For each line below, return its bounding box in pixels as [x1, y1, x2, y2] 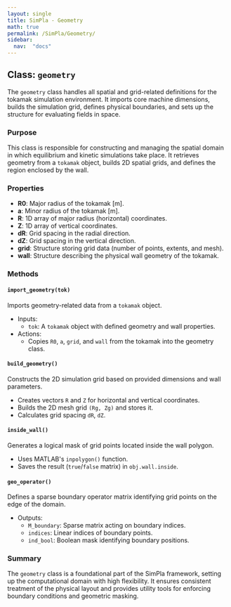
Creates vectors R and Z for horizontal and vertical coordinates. [17, 396, 200, 404]
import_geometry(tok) [7, 286, 71, 294]
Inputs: [17, 314, 38, 323]
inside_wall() [7, 426, 49, 434]
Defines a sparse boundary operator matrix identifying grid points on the [7, 492, 218, 501]
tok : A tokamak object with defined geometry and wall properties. [27, 322, 216, 330]
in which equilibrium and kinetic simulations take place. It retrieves [7, 151, 199, 159]
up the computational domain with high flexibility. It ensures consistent [7, 577, 212, 585]
